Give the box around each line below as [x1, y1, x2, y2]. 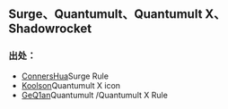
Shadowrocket [8, 21, 92, 37]
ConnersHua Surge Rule [21, 71, 110, 81]
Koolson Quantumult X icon [21, 80, 121, 90]
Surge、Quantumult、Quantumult [8, 6, 203, 22]
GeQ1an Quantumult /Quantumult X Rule [21, 89, 168, 100]
